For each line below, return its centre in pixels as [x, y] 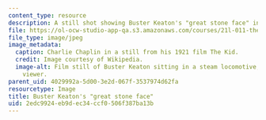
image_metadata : [35, 45]
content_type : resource [47, 15]
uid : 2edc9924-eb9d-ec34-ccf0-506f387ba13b [81, 103]
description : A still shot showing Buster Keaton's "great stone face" [129, 23]
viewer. [35, 74]
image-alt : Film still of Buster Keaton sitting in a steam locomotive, [138, 67]
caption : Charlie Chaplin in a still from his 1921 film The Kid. [127, 52]
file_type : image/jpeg [46, 37]
